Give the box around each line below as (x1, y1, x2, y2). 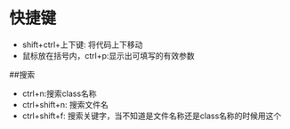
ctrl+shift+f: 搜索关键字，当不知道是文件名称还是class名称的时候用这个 (21, 110, 282, 121)
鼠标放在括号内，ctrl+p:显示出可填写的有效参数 (21, 50, 196, 60)
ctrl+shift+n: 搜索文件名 (21, 99, 109, 109)
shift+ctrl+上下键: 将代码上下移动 (21, 39, 143, 50)
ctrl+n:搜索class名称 (21, 88, 97, 99)
